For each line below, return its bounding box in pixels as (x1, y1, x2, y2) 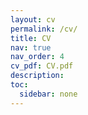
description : (10, 71, 65, 81)
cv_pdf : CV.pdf (10, 61, 74, 71)
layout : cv (10, 14, 56, 25)
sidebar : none (19, 89, 78, 99)
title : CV (10, 33, 52, 43)
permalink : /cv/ (10, 24, 78, 34)
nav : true (10, 42, 52, 53)
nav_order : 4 (10, 52, 65, 62)
